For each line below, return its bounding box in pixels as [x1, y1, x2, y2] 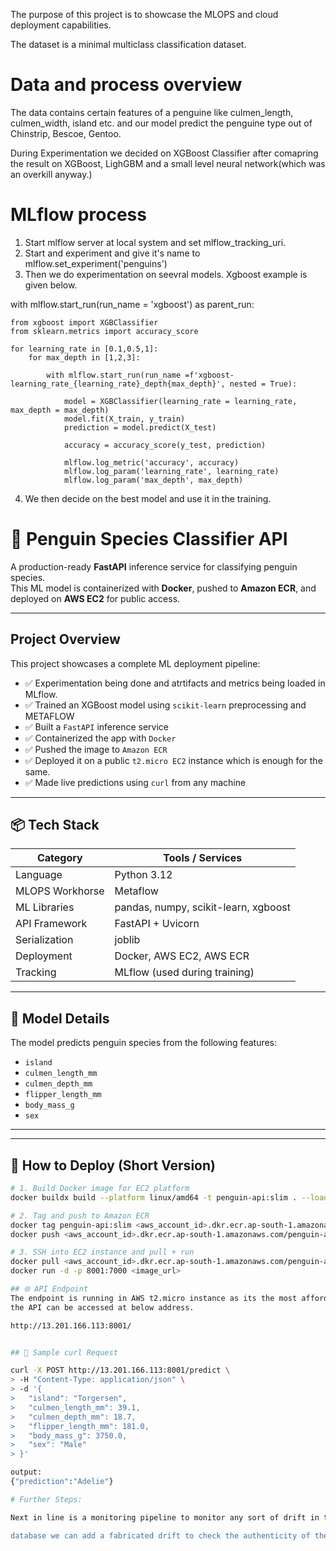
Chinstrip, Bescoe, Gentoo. [10, 127, 122, 139]
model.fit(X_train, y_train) [63, 414, 186, 424]
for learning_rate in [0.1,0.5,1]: [10, 344, 159, 354]
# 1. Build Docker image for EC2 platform [10, 1184, 190, 1194]
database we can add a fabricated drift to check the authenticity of [10, 1530, 311, 1541]
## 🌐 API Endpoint [10, 1284, 89, 1294]
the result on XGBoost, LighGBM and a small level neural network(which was [10, 157, 326, 169]
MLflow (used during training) [114, 965, 255, 979]
